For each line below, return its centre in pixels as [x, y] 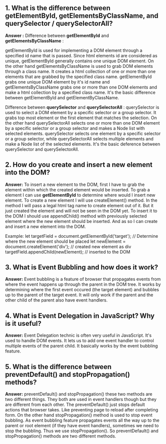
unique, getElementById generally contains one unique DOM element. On [80, 61]
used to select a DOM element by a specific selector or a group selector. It [81, 112]
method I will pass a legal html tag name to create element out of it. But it [79, 205]
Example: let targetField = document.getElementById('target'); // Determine [82, 236]
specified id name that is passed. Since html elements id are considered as [81, 55]
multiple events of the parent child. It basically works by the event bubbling [82, 346]
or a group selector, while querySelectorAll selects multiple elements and [80, 138]
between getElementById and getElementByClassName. [62, 97]
